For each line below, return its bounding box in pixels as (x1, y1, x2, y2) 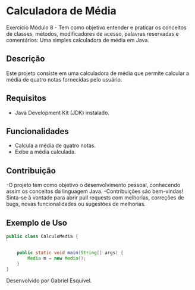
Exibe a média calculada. (14, 148, 76, 155)
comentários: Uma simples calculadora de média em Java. (6, 36, 150, 43)
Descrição (6, 54, 45, 64)
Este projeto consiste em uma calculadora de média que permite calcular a (6, 70, 189, 77)
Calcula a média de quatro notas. (14, 142, 96, 149)
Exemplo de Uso (6, 217, 67, 227)
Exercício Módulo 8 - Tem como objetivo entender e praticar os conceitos (6, 24, 187, 31)
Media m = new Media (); (27, 255, 86, 261)
